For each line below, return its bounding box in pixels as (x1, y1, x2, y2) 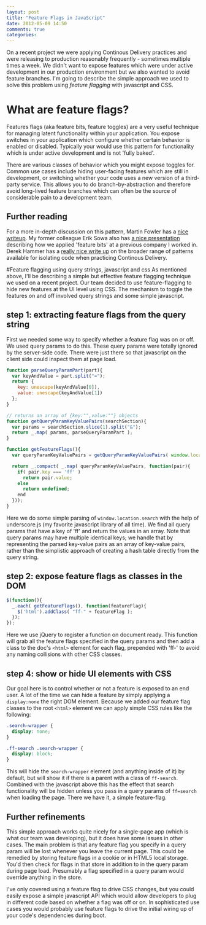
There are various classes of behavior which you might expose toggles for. (6, 161, 195, 169)
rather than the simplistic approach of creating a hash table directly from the (6, 547, 199, 554)
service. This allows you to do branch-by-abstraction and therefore (21, 181, 191, 188)
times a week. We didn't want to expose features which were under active (6, 62, 193, 69)
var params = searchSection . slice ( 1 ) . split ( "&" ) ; (12, 424, 141, 430)
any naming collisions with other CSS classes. (6, 650, 123, 658)
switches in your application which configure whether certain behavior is (6, 136, 190, 144)
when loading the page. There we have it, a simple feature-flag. (6, 794, 167, 802)
